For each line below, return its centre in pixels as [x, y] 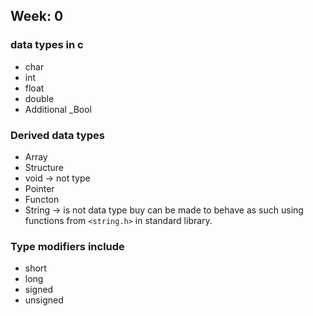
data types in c [47, 45]
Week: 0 [37, 16]
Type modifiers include [67, 246]
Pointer [39, 188]
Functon [42, 199]
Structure [44, 167]
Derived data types [57, 135]
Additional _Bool [58, 109]
